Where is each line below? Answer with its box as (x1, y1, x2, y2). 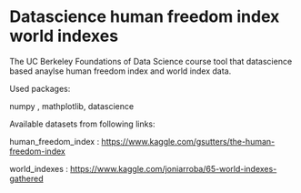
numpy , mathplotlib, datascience (9, 100, 135, 111)
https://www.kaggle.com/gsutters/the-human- (101, 136, 276, 147)
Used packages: (9, 83, 71, 94)
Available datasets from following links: (9, 118, 156, 129)
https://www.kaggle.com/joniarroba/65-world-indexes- (69, 163, 277, 174)
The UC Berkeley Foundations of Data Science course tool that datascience (9, 56, 293, 66)
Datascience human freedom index (9, 6, 280, 27)
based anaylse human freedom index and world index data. (9, 66, 232, 76)
